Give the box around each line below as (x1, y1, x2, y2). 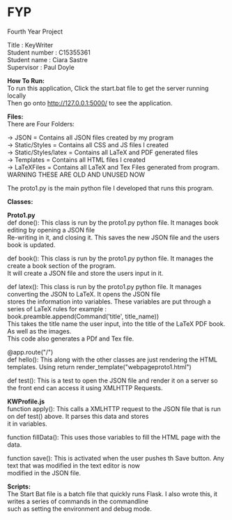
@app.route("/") (7, 348, 54, 356)
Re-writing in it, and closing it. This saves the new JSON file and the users (7, 233, 219, 242)
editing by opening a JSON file (7, 225, 95, 234)
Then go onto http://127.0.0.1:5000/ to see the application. (7, 98, 173, 107)
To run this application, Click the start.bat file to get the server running (7, 84, 209, 92)
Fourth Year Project (7, 27, 63, 36)
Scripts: (7, 482, 31, 491)
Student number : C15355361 (7, 48, 91, 57)
